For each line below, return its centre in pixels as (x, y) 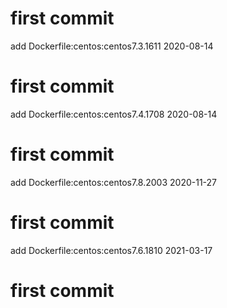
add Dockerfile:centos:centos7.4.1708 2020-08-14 (114, 114)
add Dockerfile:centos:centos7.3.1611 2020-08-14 (112, 46)
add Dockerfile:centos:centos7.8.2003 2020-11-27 (114, 182)
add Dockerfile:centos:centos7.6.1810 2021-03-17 (111, 250)
